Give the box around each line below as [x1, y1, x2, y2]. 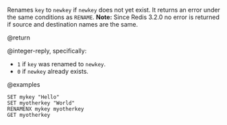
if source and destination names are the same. [7, 20, 139, 28]
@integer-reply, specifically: [7, 47, 87, 55]
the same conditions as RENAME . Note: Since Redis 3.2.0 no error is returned [7, 13, 220, 21]
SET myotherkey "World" [7, 100, 75, 107]
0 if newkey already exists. [16, 68, 89, 75]
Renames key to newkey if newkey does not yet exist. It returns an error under [7, 6, 221, 14]
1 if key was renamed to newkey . [16, 60, 106, 68]
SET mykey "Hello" [7, 94, 60, 100]
